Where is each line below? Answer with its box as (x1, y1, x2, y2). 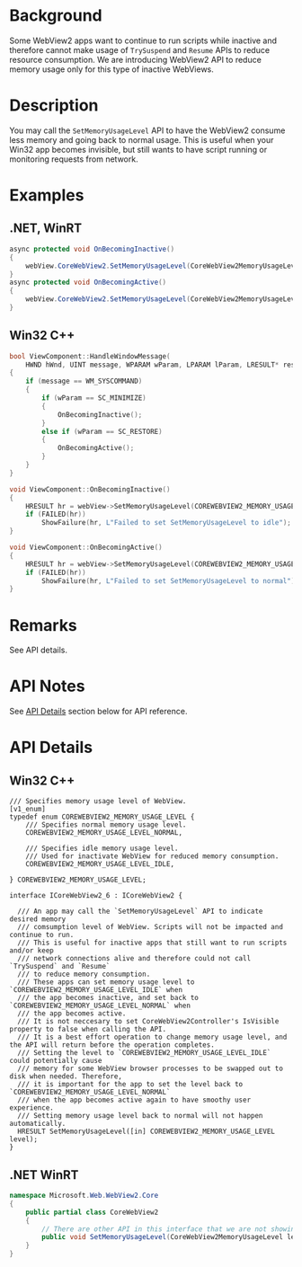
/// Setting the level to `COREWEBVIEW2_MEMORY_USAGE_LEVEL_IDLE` (17, 1049, 271, 1058)
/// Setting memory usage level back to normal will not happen (17, 1112, 263, 1121)
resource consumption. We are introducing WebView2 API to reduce (9, 54, 262, 65)
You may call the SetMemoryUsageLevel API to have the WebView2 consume (9, 125, 286, 136)
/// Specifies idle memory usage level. (25, 844, 179, 854)
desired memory (9, 915, 67, 924)
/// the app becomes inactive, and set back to (17, 994, 200, 1003)
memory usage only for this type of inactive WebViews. (9, 64, 214, 75)
